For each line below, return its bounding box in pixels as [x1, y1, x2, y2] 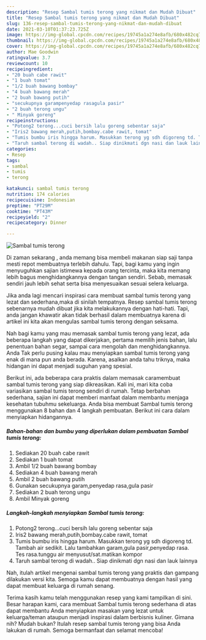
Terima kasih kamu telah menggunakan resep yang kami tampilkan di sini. [6, 594, 193, 601]
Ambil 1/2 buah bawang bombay [15, 463, 97, 470]
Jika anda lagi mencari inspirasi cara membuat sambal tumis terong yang [6, 292, 191, 299]
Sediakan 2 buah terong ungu [15, 488, 91, 496]
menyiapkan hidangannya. [6, 414, 73, 421]
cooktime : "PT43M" [6, 208, 53, 215]
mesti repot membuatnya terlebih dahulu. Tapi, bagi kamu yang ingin [6, 260, 180, 268]
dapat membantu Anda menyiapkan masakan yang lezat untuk [6, 607, 164, 614]
